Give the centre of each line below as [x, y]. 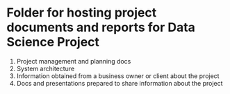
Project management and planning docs [74, 61]
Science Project [53, 42]
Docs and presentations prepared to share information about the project [120, 83]
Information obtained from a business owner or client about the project [118, 76]
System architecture [46, 68]
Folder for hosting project [82, 13]
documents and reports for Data [101, 27]
